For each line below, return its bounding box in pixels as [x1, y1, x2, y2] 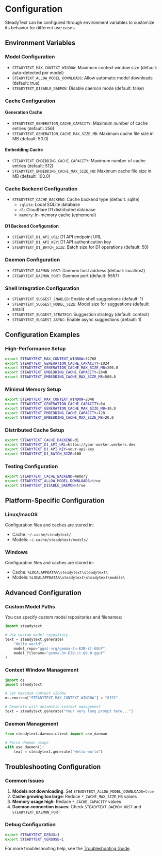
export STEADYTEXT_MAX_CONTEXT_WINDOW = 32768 [5, 356, 97, 361]
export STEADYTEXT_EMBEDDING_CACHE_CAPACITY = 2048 [5, 370, 108, 375]
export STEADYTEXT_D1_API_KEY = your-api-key [5, 447, 95, 451]
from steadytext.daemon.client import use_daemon [5, 731, 108, 736]
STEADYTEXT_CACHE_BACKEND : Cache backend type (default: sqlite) [12, 196, 140, 203]
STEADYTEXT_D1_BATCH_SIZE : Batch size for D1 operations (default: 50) [12, 244, 149, 250]
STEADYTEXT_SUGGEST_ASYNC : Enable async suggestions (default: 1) [12, 316, 142, 322]
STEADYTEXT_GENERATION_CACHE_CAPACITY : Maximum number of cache [12, 120, 148, 126]
